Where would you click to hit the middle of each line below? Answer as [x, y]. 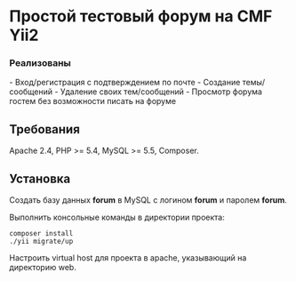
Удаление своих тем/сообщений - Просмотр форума [161, 92]
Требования [44, 129]
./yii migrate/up [41, 242]
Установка [40, 178]
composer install [41, 234]
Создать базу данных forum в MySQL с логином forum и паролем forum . [148, 200]
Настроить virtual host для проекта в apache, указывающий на [128, 258]
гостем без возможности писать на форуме [92, 101]
